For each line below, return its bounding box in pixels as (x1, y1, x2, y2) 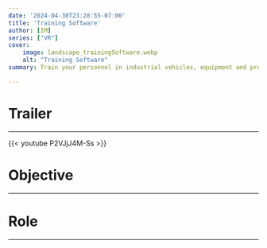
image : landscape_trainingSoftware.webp (22, 48, 158, 56)
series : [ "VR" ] (8, 33, 59, 42)
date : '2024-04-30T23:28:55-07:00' (8, 11, 126, 20)
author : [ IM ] (8, 26, 52, 34)
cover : (8, 41, 30, 49)
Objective (8, 166, 74, 184)
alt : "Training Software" (22, 56, 109, 64)
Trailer (8, 104, 52, 122)
